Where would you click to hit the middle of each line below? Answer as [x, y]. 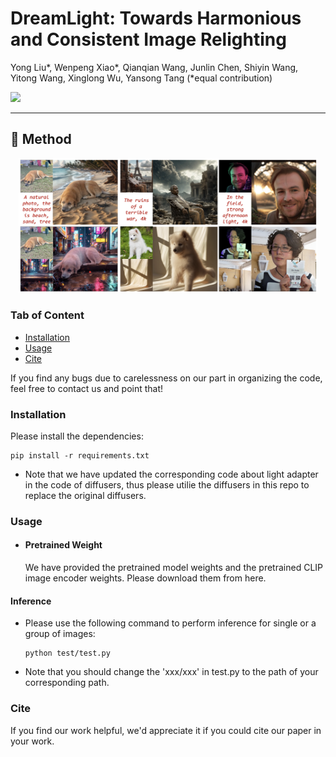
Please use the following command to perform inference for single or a [170, 623]
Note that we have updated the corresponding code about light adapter [171, 474]
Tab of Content [47, 315]
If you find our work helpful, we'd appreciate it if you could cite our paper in [166, 730]
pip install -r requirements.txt [80, 455]
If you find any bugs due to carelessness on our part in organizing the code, [166, 378]
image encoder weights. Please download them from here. [145, 578]
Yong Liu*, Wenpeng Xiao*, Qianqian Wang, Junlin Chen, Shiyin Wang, [154, 67]
